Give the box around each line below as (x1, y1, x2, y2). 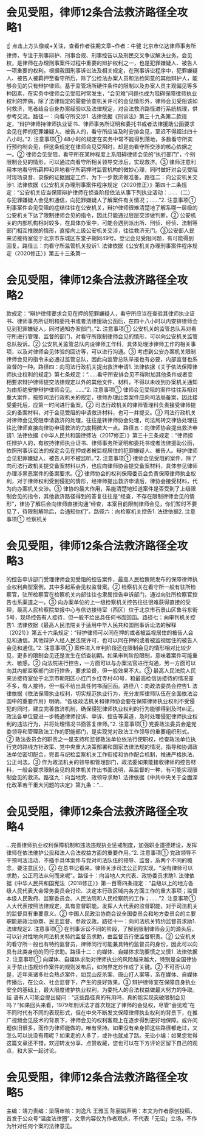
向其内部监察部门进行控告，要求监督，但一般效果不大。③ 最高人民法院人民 (6, 667, 196, 674)
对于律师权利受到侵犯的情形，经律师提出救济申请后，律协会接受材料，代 (16, 477, 198, 484)
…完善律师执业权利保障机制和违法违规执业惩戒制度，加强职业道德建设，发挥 (6, 841, 197, 849)
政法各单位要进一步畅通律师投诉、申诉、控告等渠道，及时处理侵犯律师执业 (6, 712, 192, 720)
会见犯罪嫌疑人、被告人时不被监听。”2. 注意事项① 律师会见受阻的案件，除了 (6, 454, 197, 462)
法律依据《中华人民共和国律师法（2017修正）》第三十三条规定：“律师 (16, 431, 188, 439)
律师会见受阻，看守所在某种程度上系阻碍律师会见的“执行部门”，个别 (25, 150, 195, 158)
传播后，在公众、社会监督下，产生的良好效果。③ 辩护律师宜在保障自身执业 (6, 978, 196, 986)
